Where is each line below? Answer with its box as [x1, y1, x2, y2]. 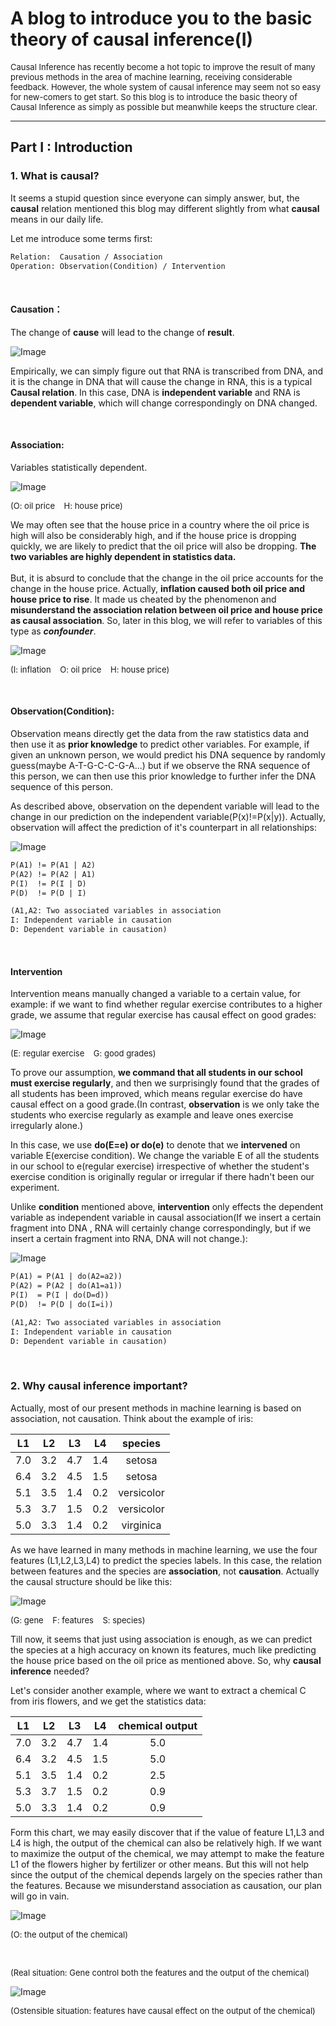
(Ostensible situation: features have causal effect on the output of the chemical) [10, 2005, 316, 2016]
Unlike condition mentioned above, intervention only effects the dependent [10, 1201, 324, 1213]
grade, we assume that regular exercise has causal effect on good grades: [10, 1009, 317, 1021]
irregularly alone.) [10, 1120, 84, 1132]
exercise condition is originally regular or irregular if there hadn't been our [10, 1171, 315, 1183]
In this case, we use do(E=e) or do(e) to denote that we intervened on [10, 1139, 301, 1151]
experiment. [10, 1182, 60, 1194]
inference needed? [10, 1665, 90, 1677]
